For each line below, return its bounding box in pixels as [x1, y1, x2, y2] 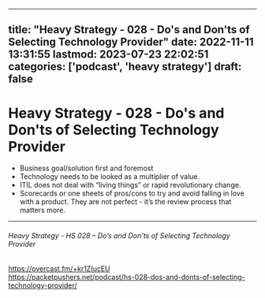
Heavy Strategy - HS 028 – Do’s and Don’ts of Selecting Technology [8, 230, 230, 240]
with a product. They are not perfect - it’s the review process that [19, 197, 232, 207]
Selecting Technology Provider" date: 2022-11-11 [8, 35, 254, 49]
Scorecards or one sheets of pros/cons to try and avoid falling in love [19, 188, 244, 198]
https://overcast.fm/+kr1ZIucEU [8, 263, 110, 273]
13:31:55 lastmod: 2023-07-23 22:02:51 [8, 48, 209, 61]
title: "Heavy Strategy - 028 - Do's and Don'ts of [8, 23, 250, 36]
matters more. [19, 206, 65, 215]
